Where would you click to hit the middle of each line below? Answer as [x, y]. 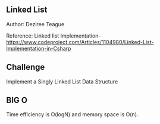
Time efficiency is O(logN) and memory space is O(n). [72, 114]
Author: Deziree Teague [35, 24]
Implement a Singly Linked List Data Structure [62, 81]
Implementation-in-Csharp [39, 48]
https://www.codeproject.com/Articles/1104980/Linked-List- [80, 42]
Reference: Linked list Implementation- [54, 36]
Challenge [26, 67]
